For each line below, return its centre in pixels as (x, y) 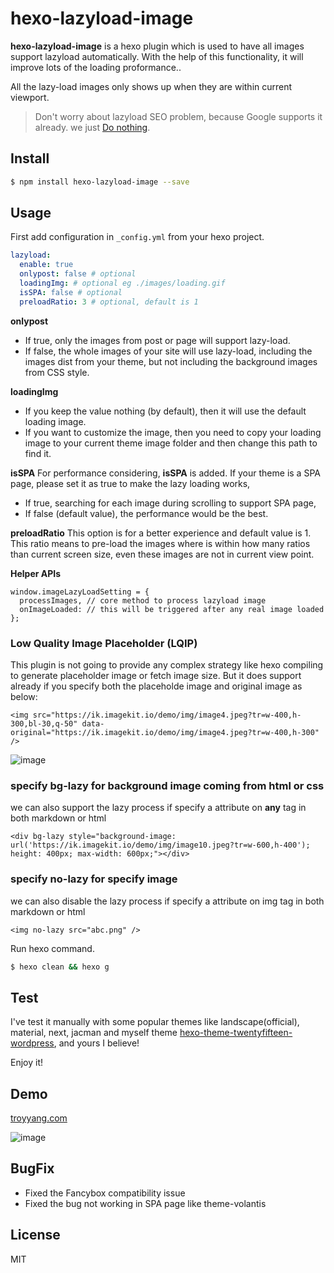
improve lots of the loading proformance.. (96, 67)
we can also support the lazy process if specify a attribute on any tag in (158, 808)
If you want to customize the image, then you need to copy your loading (173, 432)
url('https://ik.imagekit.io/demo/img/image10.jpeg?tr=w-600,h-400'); (160, 845)
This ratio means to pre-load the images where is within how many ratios (160, 543)
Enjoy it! (27, 1063)
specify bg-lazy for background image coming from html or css (167, 785)
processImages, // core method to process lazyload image (143, 600)
